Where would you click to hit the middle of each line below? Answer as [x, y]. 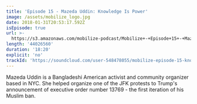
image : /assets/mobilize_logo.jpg [48, 17]
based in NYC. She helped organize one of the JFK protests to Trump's [92, 83]
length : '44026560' [30, 44]
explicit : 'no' [25, 55]
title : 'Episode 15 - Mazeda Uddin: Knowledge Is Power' [77, 11]
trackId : [17, 60]
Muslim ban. [21, 96]
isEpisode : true [26, 28]
